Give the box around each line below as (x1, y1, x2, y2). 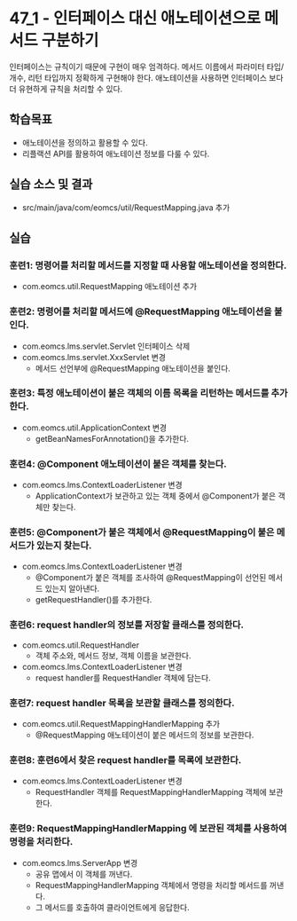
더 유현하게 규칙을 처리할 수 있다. (9, 83, 123, 94)
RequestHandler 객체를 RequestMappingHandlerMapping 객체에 (35, 787, 268, 798)
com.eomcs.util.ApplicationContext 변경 (21, 422, 167, 433)
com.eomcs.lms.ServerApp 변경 (21, 857, 138, 868)
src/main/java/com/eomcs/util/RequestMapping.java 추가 (21, 201, 231, 213)
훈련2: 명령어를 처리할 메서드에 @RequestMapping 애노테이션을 (9, 305, 272, 318)
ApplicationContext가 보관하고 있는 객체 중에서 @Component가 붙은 (35, 491, 277, 501)
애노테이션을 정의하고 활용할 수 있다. (21, 137, 148, 147)
